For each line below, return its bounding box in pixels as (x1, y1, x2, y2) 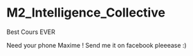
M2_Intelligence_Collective (6, 5, 165, 21)
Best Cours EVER (6, 28, 56, 36)
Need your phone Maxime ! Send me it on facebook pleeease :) (6, 41, 187, 49)
